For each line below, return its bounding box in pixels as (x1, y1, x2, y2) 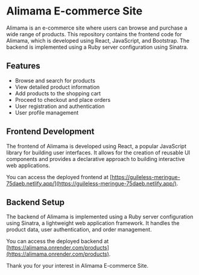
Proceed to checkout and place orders (14, 96, 111, 103)
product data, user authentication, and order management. (6, 226, 152, 233)
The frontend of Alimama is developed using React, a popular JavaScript (6, 142, 187, 150)
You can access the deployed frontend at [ (6, 173, 112, 180)
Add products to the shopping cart (14, 89, 101, 97)
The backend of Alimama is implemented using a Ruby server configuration (6, 213, 194, 221)
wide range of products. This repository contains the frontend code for (6, 30, 182, 37)
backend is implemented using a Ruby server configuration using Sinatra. (6, 43, 189, 51)
